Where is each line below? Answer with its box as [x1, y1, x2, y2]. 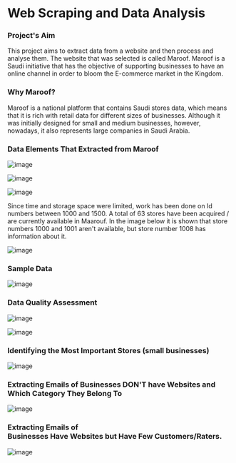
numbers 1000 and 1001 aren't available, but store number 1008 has [7, 225, 206, 233]
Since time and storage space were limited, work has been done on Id [7, 202, 212, 210]
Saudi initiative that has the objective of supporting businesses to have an [7, 62, 225, 71]
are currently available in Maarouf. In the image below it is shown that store [7, 217, 228, 225]
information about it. [7, 232, 67, 240]
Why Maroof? [7, 87, 56, 97]
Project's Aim [7, 31, 56, 41]
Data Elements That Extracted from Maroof [7, 144, 159, 154]
